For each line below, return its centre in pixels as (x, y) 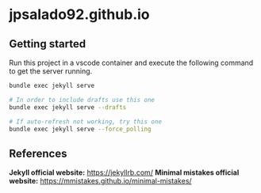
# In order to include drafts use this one (82, 100)
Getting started (48, 44)
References (38, 153)
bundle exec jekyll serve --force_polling (80, 129)
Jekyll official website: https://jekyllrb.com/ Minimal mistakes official (124, 172)
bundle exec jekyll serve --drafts (68, 107)
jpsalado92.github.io (79, 15)
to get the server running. (51, 71)
